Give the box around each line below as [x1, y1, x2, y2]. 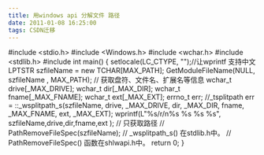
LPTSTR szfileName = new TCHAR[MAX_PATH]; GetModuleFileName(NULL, [8, 66, 256, 76]
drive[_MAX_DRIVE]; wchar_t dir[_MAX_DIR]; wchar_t [8, 84, 181, 94]
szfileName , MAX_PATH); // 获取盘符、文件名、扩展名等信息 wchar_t [8, 76, 232, 85]
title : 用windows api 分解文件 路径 [8, 11, 121, 20]
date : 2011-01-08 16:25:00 [8, 19, 97, 27]
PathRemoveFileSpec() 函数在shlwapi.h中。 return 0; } [8, 138, 185, 148]
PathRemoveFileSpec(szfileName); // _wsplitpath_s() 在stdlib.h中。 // [8, 128, 232, 138]
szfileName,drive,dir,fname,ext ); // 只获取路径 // [8, 119, 165, 128]
